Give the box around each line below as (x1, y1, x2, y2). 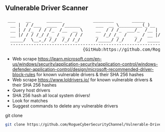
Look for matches (12, 98, 48, 103)
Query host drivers (12, 87, 51, 93)
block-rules (12, 71, 36, 77)
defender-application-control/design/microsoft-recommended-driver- (12, 66, 154, 72)
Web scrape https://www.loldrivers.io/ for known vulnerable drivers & (12, 76, 153, 83)
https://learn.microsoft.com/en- (37, 56, 102, 62)
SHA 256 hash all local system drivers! (12, 92, 90, 98)
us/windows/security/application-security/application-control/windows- (12, 61, 158, 67)
